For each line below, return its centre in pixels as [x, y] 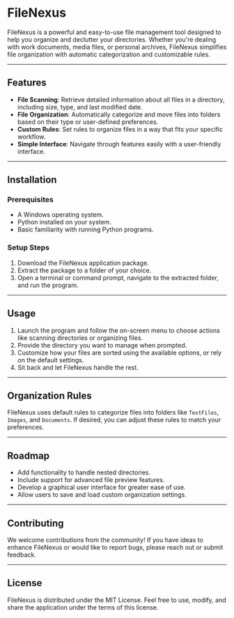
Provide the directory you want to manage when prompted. [102, 345]
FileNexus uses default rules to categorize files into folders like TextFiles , [113, 412]
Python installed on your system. [64, 222]
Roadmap [29, 455]
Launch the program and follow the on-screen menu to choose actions [119, 330]
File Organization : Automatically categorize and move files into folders [119, 114]
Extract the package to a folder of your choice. [84, 270]
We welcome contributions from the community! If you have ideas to [105, 540]
